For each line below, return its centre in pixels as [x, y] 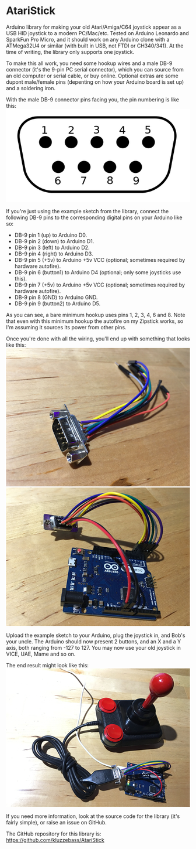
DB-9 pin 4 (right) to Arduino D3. [54, 254]
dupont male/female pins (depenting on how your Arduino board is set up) [95, 82]
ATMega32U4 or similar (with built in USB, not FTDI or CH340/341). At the [95, 46]
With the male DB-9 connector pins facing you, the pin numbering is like [93, 99]
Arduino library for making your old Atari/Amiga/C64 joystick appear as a [94, 27]
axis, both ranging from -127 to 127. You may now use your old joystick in [93, 647]
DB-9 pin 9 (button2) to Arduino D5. [57, 304]
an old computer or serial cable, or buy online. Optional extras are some [92, 76]
